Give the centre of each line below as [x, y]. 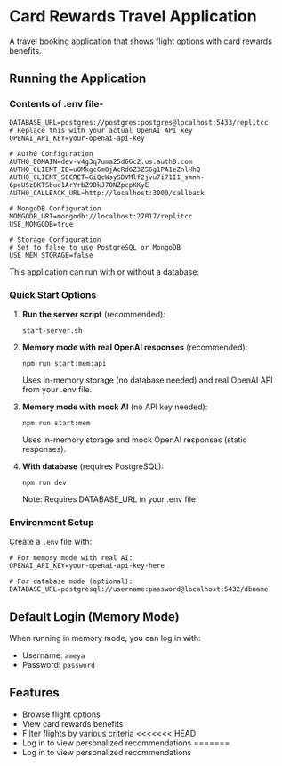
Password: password [58, 665]
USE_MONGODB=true [41, 224]
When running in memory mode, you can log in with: [105, 638]
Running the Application [78, 79]
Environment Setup [52, 522]
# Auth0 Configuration [51, 153]
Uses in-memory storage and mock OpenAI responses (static [134, 440]
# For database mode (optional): [71, 581]
